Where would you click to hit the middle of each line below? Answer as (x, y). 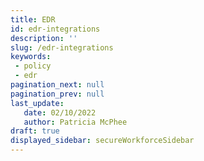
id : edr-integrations (55, 29)
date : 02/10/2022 (60, 112)
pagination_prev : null (57, 94)
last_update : (37, 103)
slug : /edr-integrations (62, 47)
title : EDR (33, 19)
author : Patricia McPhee (75, 122)
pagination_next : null (57, 85)
